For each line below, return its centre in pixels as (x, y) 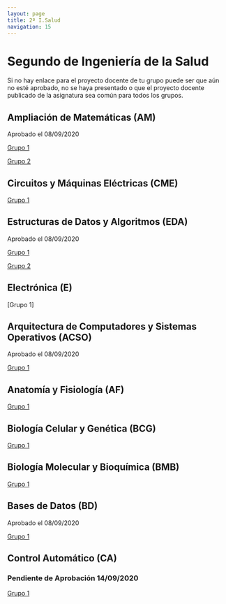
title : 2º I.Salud (34, 20)
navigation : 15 (29, 27)
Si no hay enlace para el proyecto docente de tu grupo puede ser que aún (113, 80)
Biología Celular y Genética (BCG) (82, 428)
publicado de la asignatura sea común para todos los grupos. (95, 96)
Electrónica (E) (40, 288)
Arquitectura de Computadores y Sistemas (102, 326)
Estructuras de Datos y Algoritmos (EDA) (98, 222)
